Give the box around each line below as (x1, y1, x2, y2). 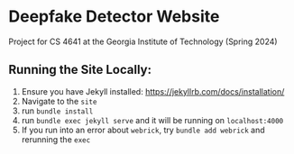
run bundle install (21, 105, 94, 116)
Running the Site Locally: (8, 62, 152, 77)
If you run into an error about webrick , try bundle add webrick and (21, 124, 265, 135)
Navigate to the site (21, 95, 97, 106)
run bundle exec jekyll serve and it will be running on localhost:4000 (21, 114, 284, 125)
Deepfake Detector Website (8, 6, 220, 27)
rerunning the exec (21, 133, 91, 145)
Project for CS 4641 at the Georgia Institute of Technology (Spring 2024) (8, 36, 278, 47)
